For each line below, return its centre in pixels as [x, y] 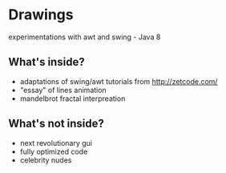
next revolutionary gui [56, 143]
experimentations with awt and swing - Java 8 [85, 37]
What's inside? [47, 62]
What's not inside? [56, 124]
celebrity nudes [46, 160]
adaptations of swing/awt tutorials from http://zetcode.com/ [119, 81]
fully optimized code [54, 151]
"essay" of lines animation [63, 90]
